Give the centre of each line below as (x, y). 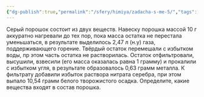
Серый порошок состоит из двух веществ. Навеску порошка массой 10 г (101, 29)
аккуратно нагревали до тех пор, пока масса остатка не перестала (94, 35)
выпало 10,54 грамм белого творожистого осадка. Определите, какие (98, 81)
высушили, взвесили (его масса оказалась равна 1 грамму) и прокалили (101, 61)
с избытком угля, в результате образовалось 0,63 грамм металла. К (96, 68)
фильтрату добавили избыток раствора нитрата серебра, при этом (94, 74)
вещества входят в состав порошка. (54, 87)
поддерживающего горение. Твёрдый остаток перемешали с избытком (100, 48)
